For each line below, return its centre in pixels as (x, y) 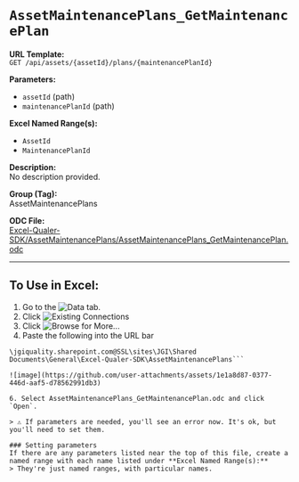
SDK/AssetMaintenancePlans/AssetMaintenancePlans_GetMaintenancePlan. (149, 240)
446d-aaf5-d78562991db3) (55, 383)
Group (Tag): (33, 193)
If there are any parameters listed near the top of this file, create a (149, 453)
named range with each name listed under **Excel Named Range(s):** (139, 461)
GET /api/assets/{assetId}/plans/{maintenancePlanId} (111, 62)
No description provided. (55, 176)
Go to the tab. (61, 306)
